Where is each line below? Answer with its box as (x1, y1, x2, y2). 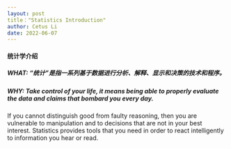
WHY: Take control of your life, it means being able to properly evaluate (7, 87, 219, 95)
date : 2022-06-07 (7, 29, 58, 37)
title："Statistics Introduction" (7, 17, 106, 24)
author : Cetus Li (7, 23, 58, 30)
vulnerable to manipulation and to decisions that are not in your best (7, 119, 202, 128)
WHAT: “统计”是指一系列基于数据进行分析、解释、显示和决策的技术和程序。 (7, 69, 226, 77)
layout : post (7, 10, 45, 17)
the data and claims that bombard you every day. (7, 94, 154, 103)
